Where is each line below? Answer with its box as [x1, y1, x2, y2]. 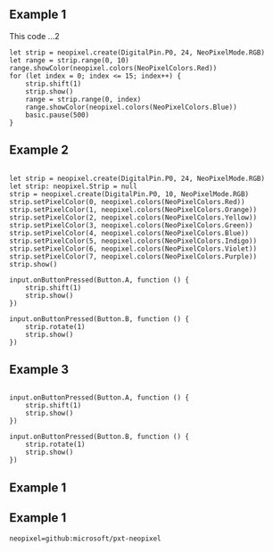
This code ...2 [9, 30, 60, 41]
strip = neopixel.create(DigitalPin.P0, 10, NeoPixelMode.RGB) [9, 189, 250, 199]
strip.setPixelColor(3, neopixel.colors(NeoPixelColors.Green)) [9, 220, 253, 230]
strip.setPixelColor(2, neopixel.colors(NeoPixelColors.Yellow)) [9, 213, 257, 222]
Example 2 [9, 143, 69, 158]
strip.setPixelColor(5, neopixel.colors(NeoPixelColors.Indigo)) [9, 236, 257, 245]
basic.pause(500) [25, 111, 90, 119]
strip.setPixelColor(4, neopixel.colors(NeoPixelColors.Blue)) [9, 228, 250, 237]
